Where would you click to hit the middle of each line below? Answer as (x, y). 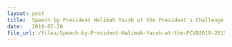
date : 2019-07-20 (35, 26)
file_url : (21, 33)
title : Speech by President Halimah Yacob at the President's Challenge (116, 20)
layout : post (26, 13)
